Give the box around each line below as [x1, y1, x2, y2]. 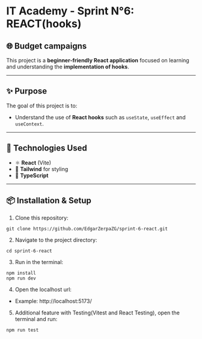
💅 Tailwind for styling [14, 165, 69, 172]
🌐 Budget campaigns [6, 41, 87, 51]
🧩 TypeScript [14, 172, 49, 179]
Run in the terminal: [14, 259, 64, 266]
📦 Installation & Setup [6, 196, 92, 206]
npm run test [6, 327, 39, 334]
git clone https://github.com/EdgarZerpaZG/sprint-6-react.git [6, 226, 168, 232]
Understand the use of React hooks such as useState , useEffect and [14, 113, 186, 121]
